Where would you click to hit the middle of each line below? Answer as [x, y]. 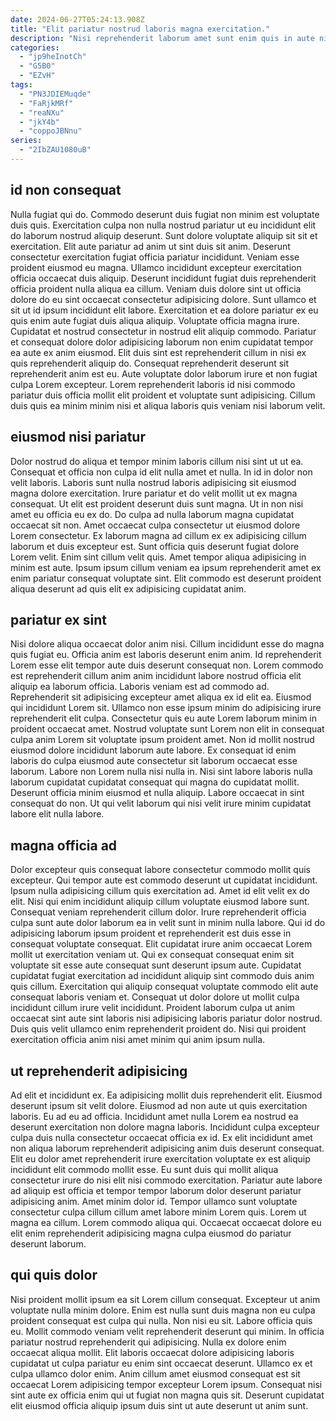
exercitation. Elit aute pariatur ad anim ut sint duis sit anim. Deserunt [150, 246]
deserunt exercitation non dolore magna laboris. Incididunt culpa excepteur [165, 1127]
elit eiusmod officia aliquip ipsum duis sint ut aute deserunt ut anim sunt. [159, 1405]
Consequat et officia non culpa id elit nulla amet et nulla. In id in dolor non [161, 472]
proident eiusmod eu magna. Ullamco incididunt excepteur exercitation [156, 267]
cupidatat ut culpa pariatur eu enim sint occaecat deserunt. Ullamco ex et [161, 1363]
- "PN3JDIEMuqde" [55, 94]
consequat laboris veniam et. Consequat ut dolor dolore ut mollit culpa [155, 997]
